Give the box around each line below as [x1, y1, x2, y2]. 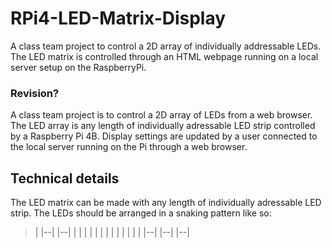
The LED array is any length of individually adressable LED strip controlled [10, 120, 316, 132]
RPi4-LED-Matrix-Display [10, 7, 227, 30]
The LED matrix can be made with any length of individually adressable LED [10, 197, 322, 209]
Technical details [10, 170, 120, 187]
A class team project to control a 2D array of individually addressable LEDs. [10, 40, 322, 52]
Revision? [10, 86, 60, 100]
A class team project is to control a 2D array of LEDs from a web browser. [10, 109, 313, 121]
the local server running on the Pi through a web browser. [10, 141, 248, 153]
